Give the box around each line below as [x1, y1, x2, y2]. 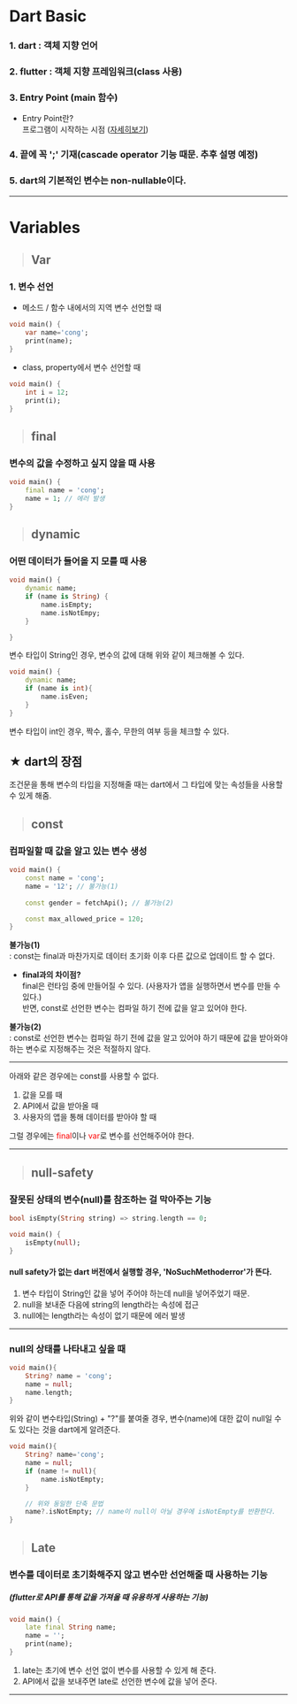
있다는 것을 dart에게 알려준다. [18, 1424, 121, 1435]
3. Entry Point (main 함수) [9, 91, 118, 104]
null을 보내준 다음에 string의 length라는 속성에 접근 [21, 1299, 199, 1309]
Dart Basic [9, 6, 87, 27]
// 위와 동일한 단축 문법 [25, 1499, 104, 1508]
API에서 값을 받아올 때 [21, 1100, 99, 1112]
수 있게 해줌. [9, 790, 52, 801]
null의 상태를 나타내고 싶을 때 [9, 1343, 126, 1355]
